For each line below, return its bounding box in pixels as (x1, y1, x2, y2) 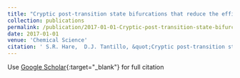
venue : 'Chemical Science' (7, 37, 88, 44)
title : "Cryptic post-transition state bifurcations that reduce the (7, 10, 219, 18)
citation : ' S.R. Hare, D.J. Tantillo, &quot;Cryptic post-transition (7, 43, 225, 50)
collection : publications (7, 17, 84, 24)
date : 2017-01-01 (7, 30, 59, 38)
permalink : (7, 23, 40, 30)
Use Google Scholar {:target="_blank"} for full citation (7, 63, 164, 71)
